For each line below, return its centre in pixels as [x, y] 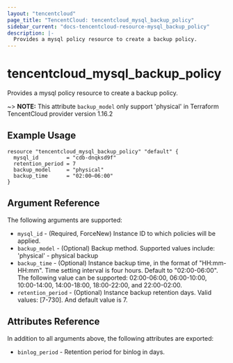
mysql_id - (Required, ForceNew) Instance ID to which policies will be [116, 233]
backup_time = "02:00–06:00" [63, 176]
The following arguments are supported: [65, 220]
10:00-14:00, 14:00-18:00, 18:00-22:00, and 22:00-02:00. [100, 285]
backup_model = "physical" [59, 170]
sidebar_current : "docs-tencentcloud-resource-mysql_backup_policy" [109, 26]
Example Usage [42, 136]
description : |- [31, 33]
